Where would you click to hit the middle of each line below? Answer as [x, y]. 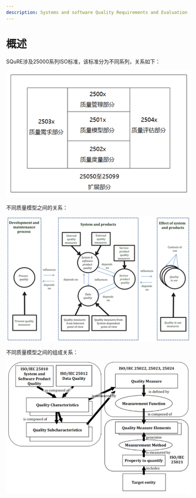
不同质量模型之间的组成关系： [42, 352]
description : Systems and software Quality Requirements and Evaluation [97, 12]
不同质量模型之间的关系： [37, 208]
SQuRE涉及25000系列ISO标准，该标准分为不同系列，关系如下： [83, 61]
